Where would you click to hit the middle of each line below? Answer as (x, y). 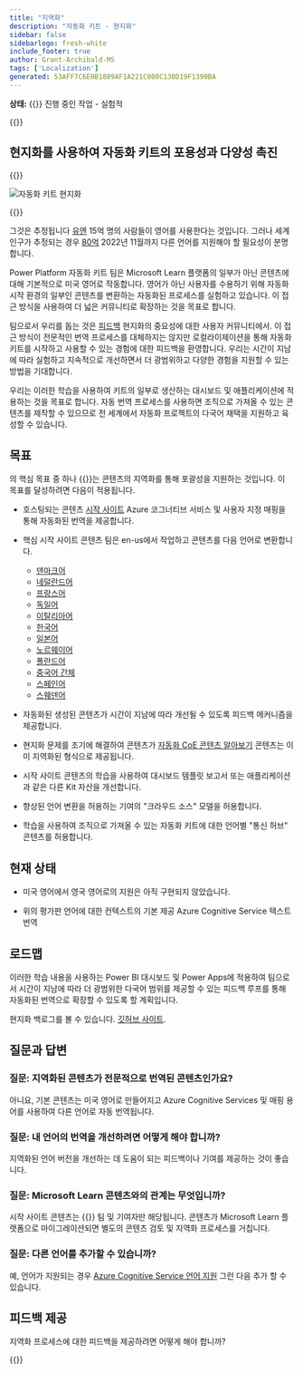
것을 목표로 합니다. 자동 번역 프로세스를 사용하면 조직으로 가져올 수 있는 (159, 401)
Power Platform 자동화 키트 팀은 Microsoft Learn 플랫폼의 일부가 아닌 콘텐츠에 (149, 272)
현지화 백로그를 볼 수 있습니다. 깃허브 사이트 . (88, 1019)
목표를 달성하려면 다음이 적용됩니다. (72, 490)
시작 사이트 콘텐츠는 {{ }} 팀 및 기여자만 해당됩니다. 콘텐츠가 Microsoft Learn (144, 1217)
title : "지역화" (37, 18)
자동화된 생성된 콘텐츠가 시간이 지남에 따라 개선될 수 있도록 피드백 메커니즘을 (158, 715)
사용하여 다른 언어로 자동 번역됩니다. (90, 1111)
